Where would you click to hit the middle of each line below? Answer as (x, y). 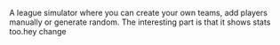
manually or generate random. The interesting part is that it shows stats (140, 22)
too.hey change (38, 31)
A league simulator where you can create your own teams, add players (139, 13)
